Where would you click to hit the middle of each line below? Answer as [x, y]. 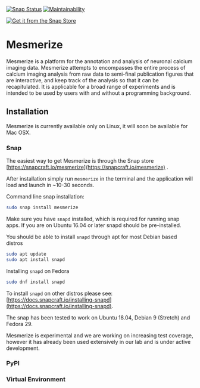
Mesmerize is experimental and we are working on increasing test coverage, [100, 335]
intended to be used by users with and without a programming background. [99, 93]
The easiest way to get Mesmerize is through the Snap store [80, 161]
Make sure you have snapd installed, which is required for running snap [93, 219]
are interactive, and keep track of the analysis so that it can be [82, 80]
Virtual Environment [36, 380]
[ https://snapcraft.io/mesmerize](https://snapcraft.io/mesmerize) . [87, 167]
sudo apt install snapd [36, 259]
